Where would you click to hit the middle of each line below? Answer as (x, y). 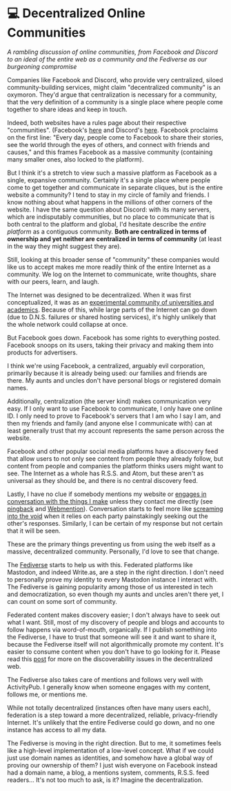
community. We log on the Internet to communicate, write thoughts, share (112, 274)
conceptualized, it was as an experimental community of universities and (111, 302)
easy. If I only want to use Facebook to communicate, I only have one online (115, 408)
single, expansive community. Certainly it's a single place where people (109, 180)
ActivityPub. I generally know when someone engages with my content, (109, 687)
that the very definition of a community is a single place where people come (115, 102)
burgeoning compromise (42, 66)
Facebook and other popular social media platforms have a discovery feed (113, 451)
